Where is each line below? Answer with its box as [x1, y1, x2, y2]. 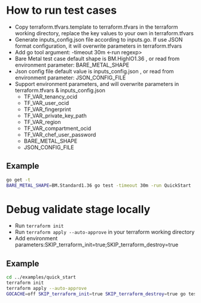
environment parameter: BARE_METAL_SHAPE [14, 61, 130, 69]
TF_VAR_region [23, 118, 61, 125]
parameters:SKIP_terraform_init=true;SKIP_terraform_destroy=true [14, 241, 178, 248]
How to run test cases [6, 4, 117, 17]
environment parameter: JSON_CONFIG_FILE [14, 74, 126, 81]
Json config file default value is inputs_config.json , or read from [14, 67, 174, 75]
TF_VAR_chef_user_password [23, 131, 96, 138]
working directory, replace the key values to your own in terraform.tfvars [14, 29, 194, 36]
